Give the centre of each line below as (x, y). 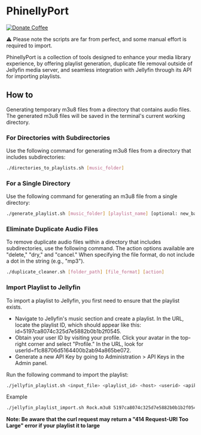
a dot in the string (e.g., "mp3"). (45, 261)
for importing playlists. (34, 76)
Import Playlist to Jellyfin (43, 287)
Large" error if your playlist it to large (53, 425)
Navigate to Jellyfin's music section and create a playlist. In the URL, (99, 318)
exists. (14, 307)
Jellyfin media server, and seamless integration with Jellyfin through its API (99, 69)
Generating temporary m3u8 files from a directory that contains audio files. (99, 109)
